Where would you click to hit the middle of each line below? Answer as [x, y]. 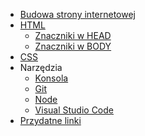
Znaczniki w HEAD [73, 35]
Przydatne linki [50, 120]
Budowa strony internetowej [78, 14]
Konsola [51, 78]
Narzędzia [41, 67]
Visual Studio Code [74, 110]
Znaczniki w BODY [73, 46]
